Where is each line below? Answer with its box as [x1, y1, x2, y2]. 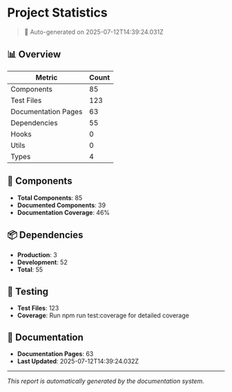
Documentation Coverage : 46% [17, 208, 110, 216]
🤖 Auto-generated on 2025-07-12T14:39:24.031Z [23, 28, 164, 36]
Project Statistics [7, 5, 108, 21]
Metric [35, 73, 58, 82]
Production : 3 [17, 251, 57, 259]
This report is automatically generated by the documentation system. [7, 377, 205, 385]
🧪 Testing [7, 286, 49, 297]
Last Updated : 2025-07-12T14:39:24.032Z [17, 357, 139, 365]
